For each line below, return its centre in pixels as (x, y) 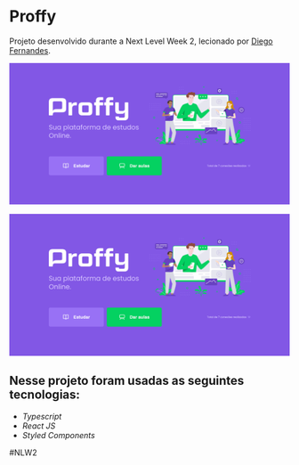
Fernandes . (30, 50)
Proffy (33, 16)
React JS (39, 426)
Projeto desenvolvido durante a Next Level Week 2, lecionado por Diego (141, 41)
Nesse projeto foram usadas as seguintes (127, 381)
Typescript (42, 416)
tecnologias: (44, 395)
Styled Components (58, 435)
